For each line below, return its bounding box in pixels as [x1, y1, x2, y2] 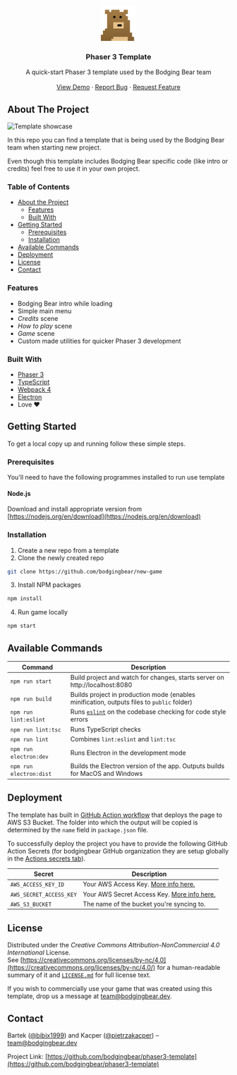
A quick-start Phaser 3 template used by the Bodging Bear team [25, 68, 212, 76]
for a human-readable [157, 964, 221, 972]
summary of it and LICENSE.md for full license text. [7, 971, 152, 979]
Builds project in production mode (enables [70, 691, 195, 699]
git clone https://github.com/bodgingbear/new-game [7, 568, 162, 575]
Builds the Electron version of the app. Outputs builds [70, 762, 225, 770]
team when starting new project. [7, 143, 102, 152]
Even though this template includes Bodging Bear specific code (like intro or [7, 157, 229, 166]
